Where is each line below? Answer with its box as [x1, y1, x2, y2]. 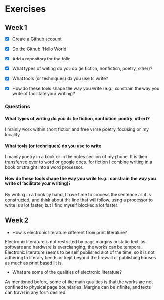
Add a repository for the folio [12, 56, 71, 62]
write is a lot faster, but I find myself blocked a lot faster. [5, 202, 118, 208]
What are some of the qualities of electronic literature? [12, 269, 122, 275]
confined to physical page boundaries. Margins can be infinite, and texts [5, 284, 151, 290]
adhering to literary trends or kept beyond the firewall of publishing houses [5, 254, 156, 260]
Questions [5, 103, 30, 110]
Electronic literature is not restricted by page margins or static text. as [5, 239, 146, 244]
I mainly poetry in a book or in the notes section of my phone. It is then [5, 153, 148, 159]
